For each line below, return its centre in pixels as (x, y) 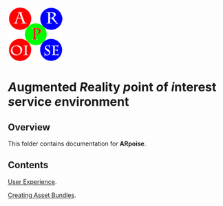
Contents (28, 165)
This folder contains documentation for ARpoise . (77, 144)
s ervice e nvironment (68, 102)
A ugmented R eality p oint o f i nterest (112, 88)
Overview (29, 127)
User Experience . (32, 181)
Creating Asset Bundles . (42, 195)
